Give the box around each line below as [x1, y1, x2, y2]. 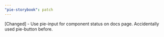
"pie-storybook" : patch [4, 7, 54, 12]
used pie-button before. [4, 26, 53, 32]
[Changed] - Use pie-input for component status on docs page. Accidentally [4, 21, 159, 27]
